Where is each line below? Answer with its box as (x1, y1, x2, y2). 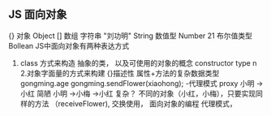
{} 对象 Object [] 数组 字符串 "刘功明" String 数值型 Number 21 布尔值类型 (8, 31, 253, 41)
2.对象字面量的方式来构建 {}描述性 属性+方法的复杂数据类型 (19, 68, 220, 78)
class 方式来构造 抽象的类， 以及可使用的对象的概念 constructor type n (19, 58, 257, 67)
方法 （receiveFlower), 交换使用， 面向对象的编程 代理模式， (34, 98, 237, 108)
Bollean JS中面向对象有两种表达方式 (8, 41, 130, 50)
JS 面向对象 (8, 7, 67, 22)
